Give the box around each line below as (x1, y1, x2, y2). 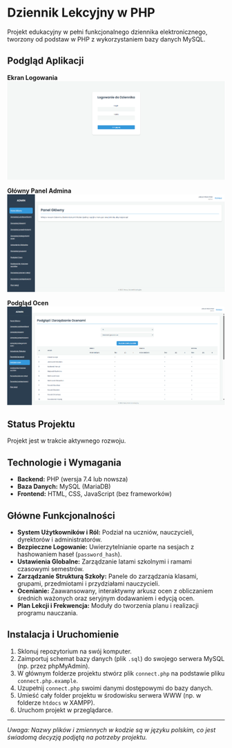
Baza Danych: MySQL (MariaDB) (17, 482, 111, 491)
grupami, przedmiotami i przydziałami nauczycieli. (17, 579, 160, 588)
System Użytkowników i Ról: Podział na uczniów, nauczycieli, (17, 528, 195, 537)
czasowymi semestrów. (17, 565, 84, 573)
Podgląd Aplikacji (7, 55, 84, 67)
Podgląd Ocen (7, 299, 49, 307)
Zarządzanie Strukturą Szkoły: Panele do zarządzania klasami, (17, 572, 198, 581)
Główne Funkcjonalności (7, 510, 115, 521)
